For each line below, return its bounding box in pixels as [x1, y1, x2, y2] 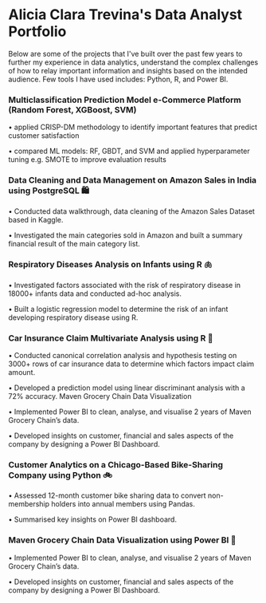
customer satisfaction [8, 131, 80, 140]
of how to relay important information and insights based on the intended [8, 65, 248, 75]
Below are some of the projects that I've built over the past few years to [8, 49, 243, 58]
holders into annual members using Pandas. [51, 499, 195, 509]
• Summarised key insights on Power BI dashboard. [8, 514, 178, 524]
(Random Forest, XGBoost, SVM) [8, 104, 137, 115]
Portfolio [8, 22, 67, 41]
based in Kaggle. [8, 215, 64, 224]
